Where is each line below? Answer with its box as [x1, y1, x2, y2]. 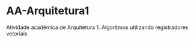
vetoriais [6, 30, 28, 37]
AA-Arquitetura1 [6, 4, 89, 18]
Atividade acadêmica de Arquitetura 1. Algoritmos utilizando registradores [6, 24, 189, 31]
